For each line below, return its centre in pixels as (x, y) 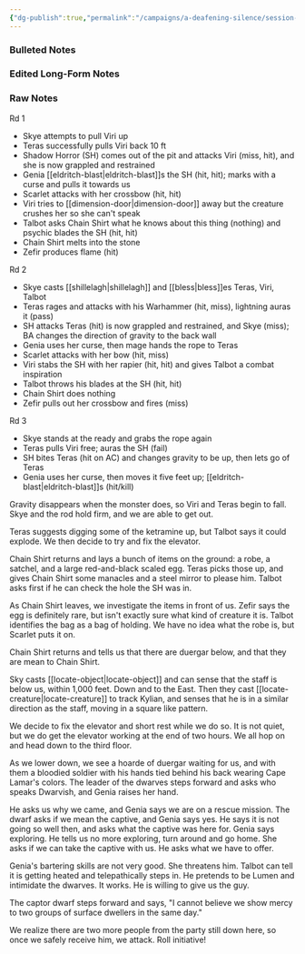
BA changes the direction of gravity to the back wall (119, 335)
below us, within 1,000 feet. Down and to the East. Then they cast (132, 688)
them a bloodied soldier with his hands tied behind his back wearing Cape (148, 772)
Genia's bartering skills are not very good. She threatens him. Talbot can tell (151, 866)
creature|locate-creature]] (59, 698)
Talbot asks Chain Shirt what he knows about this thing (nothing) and (152, 223)
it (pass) (38, 316)
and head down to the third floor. (71, 745)
